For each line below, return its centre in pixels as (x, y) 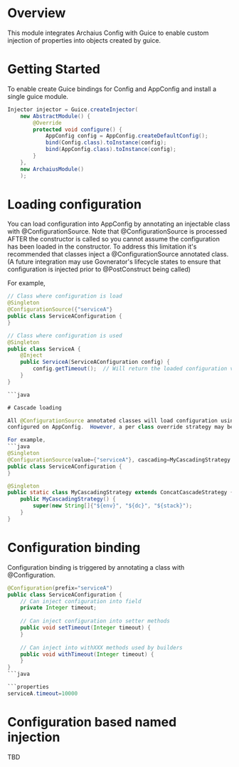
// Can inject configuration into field (81, 601)
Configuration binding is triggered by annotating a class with (96, 567)
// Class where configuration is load (65, 296)
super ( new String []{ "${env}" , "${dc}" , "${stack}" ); (113, 506)
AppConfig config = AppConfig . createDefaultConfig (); (127, 136)
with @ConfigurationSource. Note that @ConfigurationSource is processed (117, 231)
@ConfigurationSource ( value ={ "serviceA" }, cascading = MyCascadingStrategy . (121, 460)
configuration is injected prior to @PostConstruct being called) (99, 269)
